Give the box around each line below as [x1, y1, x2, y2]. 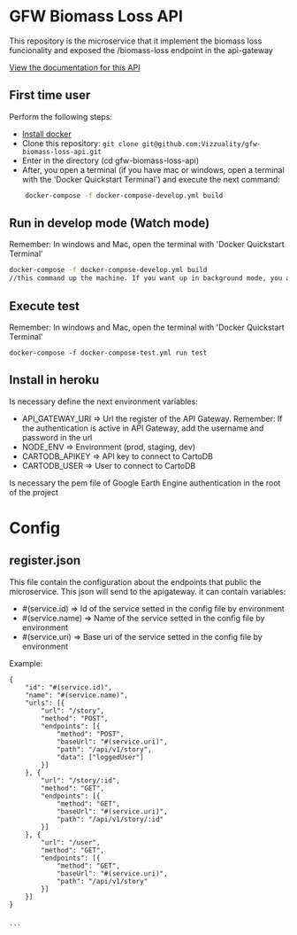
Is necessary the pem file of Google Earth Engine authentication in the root [9, 477, 281, 488]
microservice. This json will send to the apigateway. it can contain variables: [9, 586, 286, 596]
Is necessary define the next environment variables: [9, 396, 199, 407]
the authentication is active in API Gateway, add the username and [21, 423, 264, 433]
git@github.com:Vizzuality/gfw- [141, 139, 262, 148]
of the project [9, 487, 59, 497]
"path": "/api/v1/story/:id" [56, 814, 164, 823]
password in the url [21, 432, 93, 442]
